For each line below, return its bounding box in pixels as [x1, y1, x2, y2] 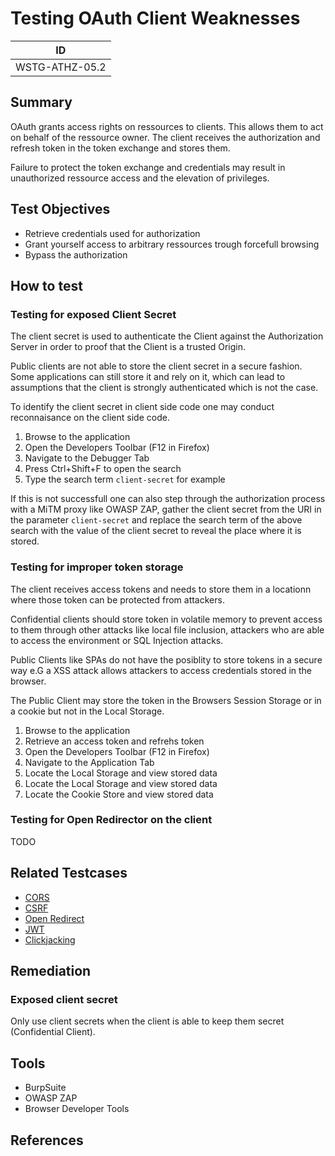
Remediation [10, 963, 92, 980]
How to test [10, 277, 83, 294]
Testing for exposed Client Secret [10, 307, 177, 321]
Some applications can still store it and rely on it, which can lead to [10, 371, 286, 383]
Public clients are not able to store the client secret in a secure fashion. [10, 360, 303, 372]
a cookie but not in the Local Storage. [10, 705, 165, 717]
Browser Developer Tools [24, 1103, 130, 1115]
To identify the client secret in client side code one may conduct [10, 401, 275, 413]
